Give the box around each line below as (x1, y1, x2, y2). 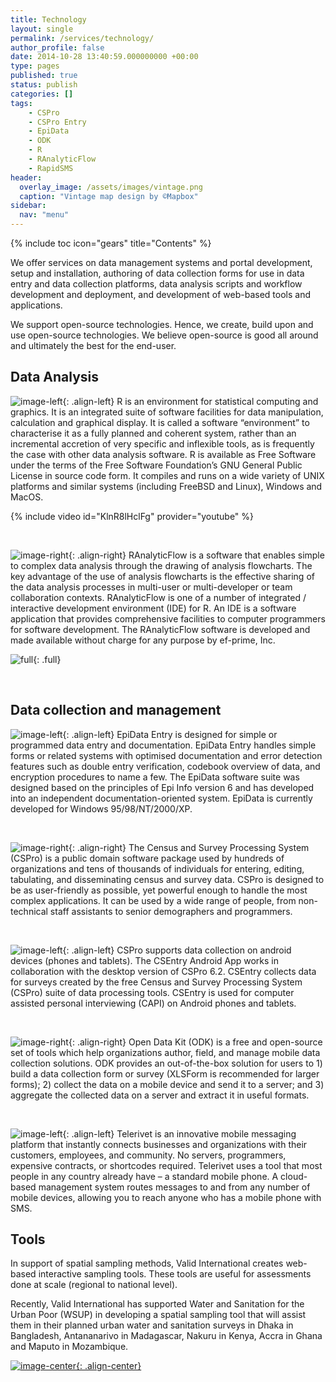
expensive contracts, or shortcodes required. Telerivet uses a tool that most (10, 1159, 323, 1171)
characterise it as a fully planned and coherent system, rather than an (10, 427, 297, 439)
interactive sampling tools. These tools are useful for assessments (38, 1268, 312, 1280)
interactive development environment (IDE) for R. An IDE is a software (10, 602, 297, 614)
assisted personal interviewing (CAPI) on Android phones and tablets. (10, 997, 297, 1009)
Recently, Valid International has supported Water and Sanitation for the (10, 1298, 305, 1310)
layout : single (10, 24, 74, 34)
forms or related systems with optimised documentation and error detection (10, 749, 323, 761)
